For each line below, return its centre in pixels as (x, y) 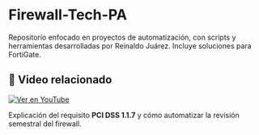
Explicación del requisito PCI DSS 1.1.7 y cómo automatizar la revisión (124, 115)
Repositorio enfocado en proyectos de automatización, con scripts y (122, 37)
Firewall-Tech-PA (68, 15)
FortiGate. (25, 54)
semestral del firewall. (45, 124)
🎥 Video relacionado (60, 80)
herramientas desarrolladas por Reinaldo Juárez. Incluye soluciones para (130, 45)
